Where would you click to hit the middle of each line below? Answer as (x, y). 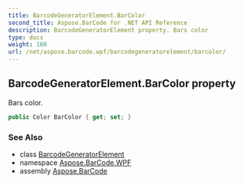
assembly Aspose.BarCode (63, 170)
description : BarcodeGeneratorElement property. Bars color (109, 30)
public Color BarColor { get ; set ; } (70, 117)
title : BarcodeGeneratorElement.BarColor (77, 15)
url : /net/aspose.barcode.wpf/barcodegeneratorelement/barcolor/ (117, 52)
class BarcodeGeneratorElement (72, 154)
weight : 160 (27, 45)
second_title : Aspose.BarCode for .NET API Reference (98, 23)
